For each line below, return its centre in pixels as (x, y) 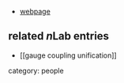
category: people (36, 70)
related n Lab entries (58, 36)
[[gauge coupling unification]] (68, 55)
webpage (35, 11)
